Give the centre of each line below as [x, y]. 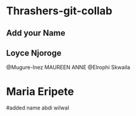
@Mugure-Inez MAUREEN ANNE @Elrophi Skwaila [68, 67]
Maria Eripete [40, 91]
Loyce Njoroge [34, 53]
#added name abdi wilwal [38, 108]
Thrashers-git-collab [59, 11]
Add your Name [36, 33]
